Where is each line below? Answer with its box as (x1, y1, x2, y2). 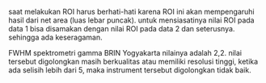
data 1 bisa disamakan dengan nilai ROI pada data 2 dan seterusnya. (8, 24, 235, 33)
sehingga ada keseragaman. (8, 32, 103, 42)
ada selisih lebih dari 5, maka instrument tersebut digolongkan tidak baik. (8, 65, 252, 75)
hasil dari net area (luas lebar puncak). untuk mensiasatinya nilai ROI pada (8, 15, 255, 25)
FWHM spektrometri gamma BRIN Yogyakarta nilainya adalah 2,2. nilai (8, 48, 243, 57)
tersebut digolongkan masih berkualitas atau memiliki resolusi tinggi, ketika (8, 56, 259, 66)
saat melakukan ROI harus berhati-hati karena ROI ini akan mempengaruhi (8, 7, 255, 16)
